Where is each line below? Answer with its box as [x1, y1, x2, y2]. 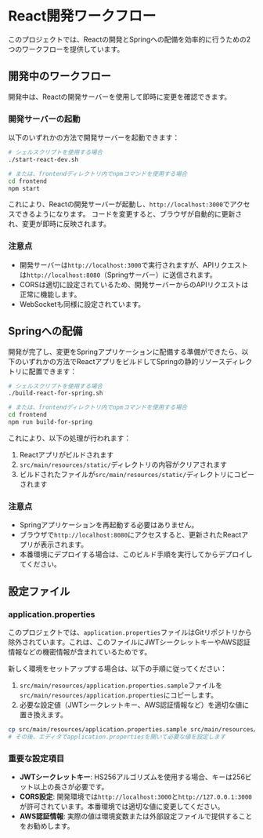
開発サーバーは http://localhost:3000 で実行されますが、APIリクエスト [19, 260, 249, 269]
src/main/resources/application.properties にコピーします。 [19, 690, 218, 699]
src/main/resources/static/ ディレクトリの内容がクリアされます [19, 460, 227, 469]
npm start [8, 184, 41, 192]
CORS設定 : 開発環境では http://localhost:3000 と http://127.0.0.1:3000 [19, 792, 252, 801]
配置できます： [28, 366, 77, 376]
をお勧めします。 [19, 821, 74, 830]
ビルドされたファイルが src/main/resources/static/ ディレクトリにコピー [19, 469, 254, 479]
